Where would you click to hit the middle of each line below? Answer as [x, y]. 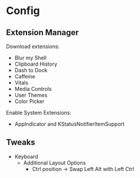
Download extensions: [33, 46]
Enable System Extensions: [39, 113]
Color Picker [30, 101]
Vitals [21, 83]
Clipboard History [36, 64]
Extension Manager [42, 32]
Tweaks [21, 143]
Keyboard [26, 156]
